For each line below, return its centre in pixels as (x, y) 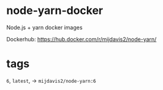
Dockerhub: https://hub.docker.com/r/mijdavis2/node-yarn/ (81, 39)
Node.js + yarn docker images (44, 27)
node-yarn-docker (55, 11)
